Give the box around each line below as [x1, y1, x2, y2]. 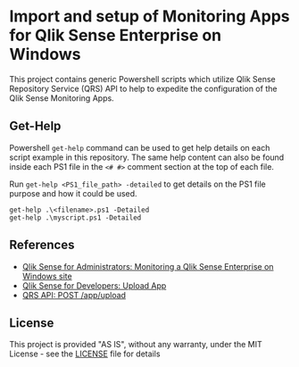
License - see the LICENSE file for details [9, 348, 161, 359]
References [9, 238, 75, 253]
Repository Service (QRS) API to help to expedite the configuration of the [9, 83, 278, 94]
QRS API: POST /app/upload [21, 289, 127, 300]
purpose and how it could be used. [9, 188, 137, 198]
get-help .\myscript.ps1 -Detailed [9, 213, 142, 222]
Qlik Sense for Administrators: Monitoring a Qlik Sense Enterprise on [21, 261, 274, 271]
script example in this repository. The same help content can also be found [9, 152, 285, 163]
